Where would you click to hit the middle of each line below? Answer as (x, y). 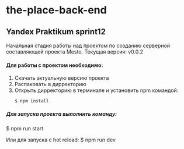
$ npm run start (25, 129)
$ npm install (32, 101)
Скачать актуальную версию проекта (62, 78)
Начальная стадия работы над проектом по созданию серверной (88, 45)
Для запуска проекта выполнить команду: (62, 113)
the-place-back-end (56, 10)
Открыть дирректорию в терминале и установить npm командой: (96, 90)
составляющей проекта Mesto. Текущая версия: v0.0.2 (75, 52)
